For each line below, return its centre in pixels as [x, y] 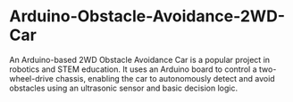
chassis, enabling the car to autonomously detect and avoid [165, 78]
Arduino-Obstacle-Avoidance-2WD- [147, 16]
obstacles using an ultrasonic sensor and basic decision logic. [124, 88]
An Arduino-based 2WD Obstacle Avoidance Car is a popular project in [140, 59]
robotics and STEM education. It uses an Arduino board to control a [133, 69]
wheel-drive [32, 78]
